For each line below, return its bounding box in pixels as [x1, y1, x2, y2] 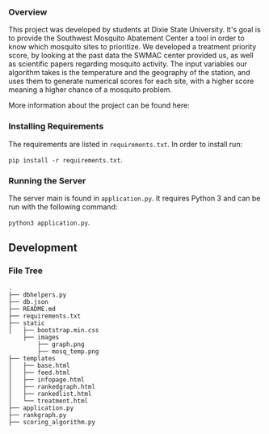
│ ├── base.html [8, 361, 70, 369]
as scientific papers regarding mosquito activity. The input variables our [8, 59, 248, 69]
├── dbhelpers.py [8, 290, 67, 299]
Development [8, 241, 78, 255]
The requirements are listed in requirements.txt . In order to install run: [8, 139, 243, 149]
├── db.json [8, 297, 48, 305]
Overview [8, 6, 48, 18]
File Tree [8, 265, 43, 276]
